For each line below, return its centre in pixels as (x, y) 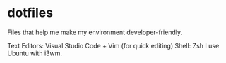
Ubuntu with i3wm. (35, 53)
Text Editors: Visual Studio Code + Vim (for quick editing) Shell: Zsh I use (113, 45)
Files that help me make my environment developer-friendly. (95, 32)
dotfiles (30, 13)
